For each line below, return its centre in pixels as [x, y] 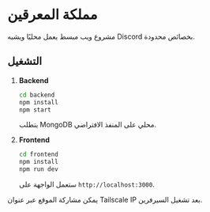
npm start [35, 110]
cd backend [37, 95]
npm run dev [38, 169]
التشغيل [25, 61]
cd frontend [38, 155]
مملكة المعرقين [52, 15]
